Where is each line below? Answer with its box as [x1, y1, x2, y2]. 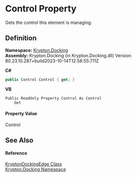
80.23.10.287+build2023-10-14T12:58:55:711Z [5, 58, 99, 64]
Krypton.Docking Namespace [5, 167, 66, 173]
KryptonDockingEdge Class [5, 161, 62, 167]
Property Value [5, 111, 37, 117]
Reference [5, 150, 27, 156]
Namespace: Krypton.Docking [5, 47, 68, 53]
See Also [5, 136, 33, 145]
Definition [5, 34, 36, 42]
